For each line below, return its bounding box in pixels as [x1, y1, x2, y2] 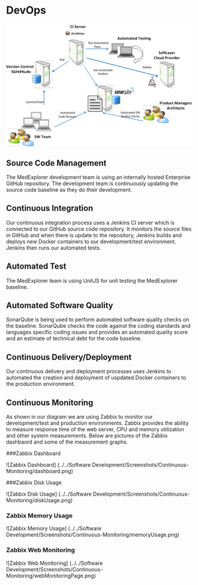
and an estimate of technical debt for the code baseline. [6, 335, 142, 342]
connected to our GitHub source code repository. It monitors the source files [6, 225, 192, 232]
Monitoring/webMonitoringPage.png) [6, 572, 96, 579]
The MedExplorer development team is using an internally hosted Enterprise [6, 173, 191, 180]
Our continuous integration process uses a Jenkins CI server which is [6, 219, 175, 226]
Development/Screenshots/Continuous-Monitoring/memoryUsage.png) [6, 531, 180, 538]
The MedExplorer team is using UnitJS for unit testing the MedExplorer [6, 277, 178, 284]
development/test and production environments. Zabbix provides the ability [6, 419, 189, 426]
